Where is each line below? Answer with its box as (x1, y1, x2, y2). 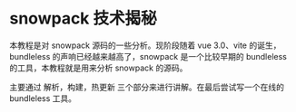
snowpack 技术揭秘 (9, 8, 157, 29)
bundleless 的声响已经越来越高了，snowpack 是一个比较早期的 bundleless (9, 51, 288, 61)
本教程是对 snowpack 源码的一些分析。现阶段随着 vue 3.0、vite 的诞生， (9, 40, 281, 51)
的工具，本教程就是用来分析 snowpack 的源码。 (9, 62, 188, 73)
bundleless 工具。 (9, 92, 77, 104)
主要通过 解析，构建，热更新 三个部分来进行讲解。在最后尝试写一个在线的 (9, 81, 284, 92)
